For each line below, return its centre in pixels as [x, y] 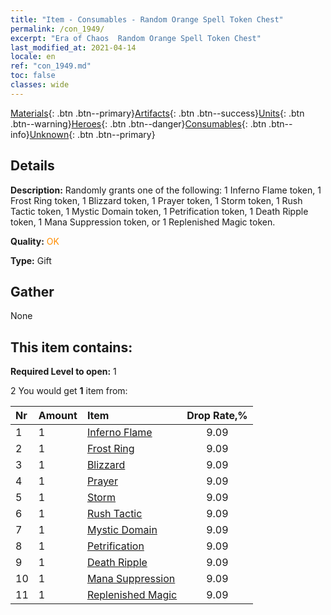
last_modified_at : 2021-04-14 [73, 47]
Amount [58, 416]
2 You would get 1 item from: [69, 391]
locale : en [33, 57]
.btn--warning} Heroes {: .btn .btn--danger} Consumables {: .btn [138, 123]
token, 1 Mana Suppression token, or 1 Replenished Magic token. [143, 222]
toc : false [33, 76]
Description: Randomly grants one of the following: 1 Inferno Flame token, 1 [166, 190]
